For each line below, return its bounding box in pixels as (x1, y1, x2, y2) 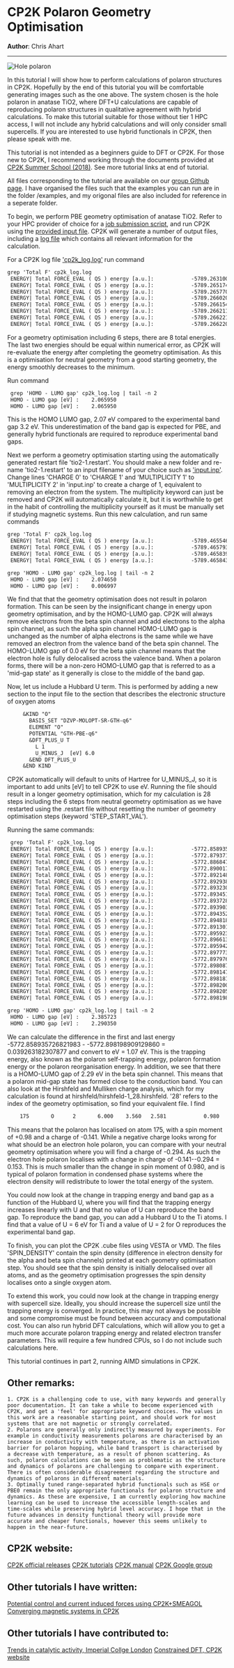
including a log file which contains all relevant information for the (7, 234, 193, 242)
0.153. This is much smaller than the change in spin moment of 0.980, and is (7, 1162, 225, 1171)
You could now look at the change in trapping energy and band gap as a (7, 1190, 214, 1199)
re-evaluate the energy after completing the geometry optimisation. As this (7, 348, 221, 356)
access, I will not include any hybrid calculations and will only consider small (7, 120, 227, 128)
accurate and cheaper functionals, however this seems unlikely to (7, 1518, 208, 1525)
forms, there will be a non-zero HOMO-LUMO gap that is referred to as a (7, 662, 216, 670)
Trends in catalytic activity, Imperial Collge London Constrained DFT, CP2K (7, 1645, 223, 1654)
